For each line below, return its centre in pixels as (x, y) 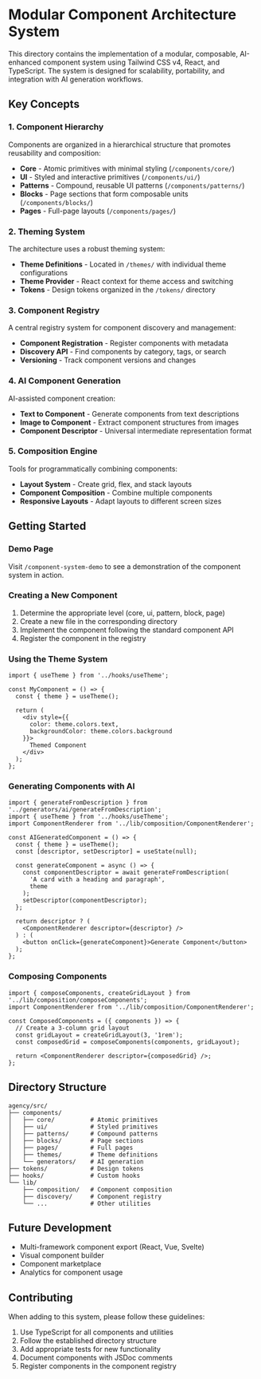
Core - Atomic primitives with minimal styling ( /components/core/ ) (127, 168)
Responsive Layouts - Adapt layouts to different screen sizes (121, 501)
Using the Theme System (58, 658)
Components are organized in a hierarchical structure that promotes (119, 144)
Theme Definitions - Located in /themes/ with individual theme (123, 264)
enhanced (25, 62)
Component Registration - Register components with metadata (124, 343)
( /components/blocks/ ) (56, 202)
